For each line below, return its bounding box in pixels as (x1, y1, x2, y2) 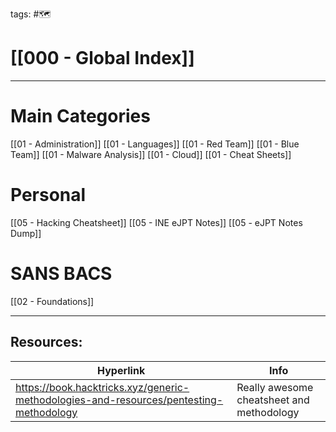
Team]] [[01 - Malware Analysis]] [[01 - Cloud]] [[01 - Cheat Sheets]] (10, 148, 292, 160)
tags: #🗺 (10, 8, 52, 20)
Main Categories (10, 105, 151, 128)
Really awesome (236, 380, 314, 394)
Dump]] (10, 227, 42, 239)
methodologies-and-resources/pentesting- (15, 393, 224, 407)
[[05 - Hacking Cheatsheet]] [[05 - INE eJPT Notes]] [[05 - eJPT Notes (10, 216, 303, 228)
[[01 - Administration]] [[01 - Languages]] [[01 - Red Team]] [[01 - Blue (10, 138, 300, 150)
